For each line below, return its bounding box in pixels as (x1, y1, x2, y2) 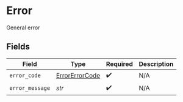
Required (106, 59, 133, 68)
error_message (9, 85, 51, 92)
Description (138, 59, 174, 68)
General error (6, 24, 40, 31)
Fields (6, 42, 30, 52)
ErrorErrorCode (56, 71, 101, 80)
